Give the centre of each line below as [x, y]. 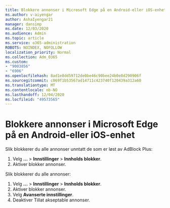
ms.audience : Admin [26, 33]
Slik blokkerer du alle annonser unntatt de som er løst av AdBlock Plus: [79, 149]
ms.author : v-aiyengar [29, 15]
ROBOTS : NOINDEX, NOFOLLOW [34, 48]
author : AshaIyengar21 [29, 19]
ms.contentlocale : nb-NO [31, 90]
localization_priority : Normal [38, 52]
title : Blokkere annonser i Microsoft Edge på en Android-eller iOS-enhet [86, 10]
